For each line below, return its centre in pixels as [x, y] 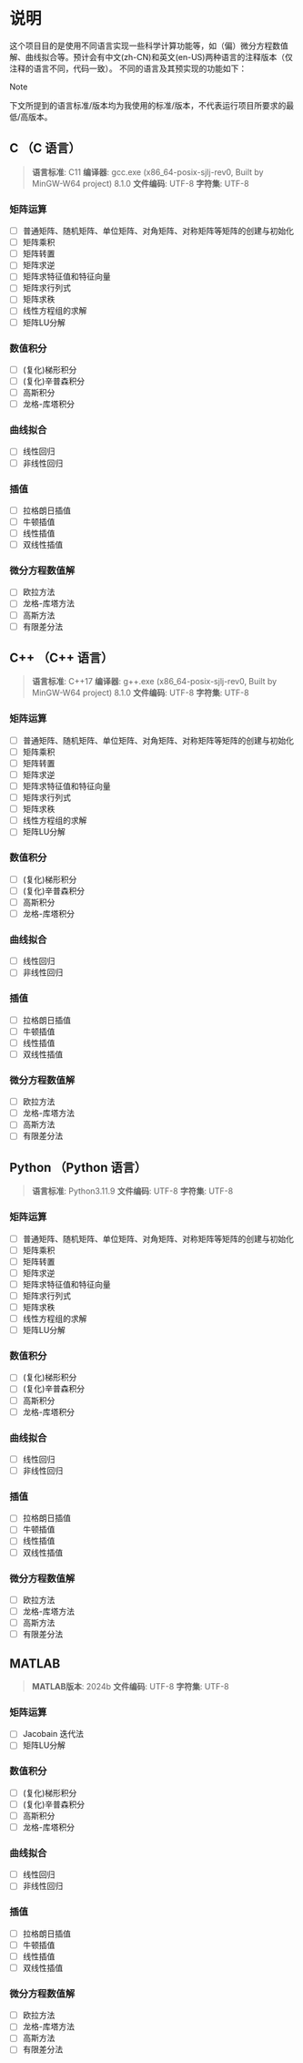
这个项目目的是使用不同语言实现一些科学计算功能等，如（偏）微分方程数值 [149, 46]
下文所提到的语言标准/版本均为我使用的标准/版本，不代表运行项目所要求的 [148, 105]
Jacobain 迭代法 [53, 1734]
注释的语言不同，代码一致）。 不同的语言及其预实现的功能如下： [128, 68]
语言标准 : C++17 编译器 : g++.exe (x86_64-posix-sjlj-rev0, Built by [154, 682]
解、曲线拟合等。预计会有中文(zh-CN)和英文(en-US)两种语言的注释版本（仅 [151, 56]
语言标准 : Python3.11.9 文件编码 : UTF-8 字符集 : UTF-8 [132, 1191]
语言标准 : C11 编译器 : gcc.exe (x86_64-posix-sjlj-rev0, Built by [147, 172]
